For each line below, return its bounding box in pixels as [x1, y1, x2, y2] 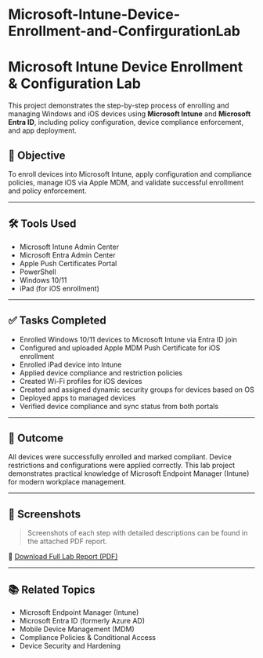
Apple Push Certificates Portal [19, 258, 117, 268]
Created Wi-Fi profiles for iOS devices [19, 376, 142, 386]
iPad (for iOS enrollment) [19, 283, 100, 293]
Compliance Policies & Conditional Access [19, 633, 157, 642]
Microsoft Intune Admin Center [19, 242, 120, 251]
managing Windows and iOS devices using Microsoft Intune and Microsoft [8, 109, 251, 119]
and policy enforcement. [8, 186, 88, 196]
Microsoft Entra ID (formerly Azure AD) [19, 616, 146, 625]
